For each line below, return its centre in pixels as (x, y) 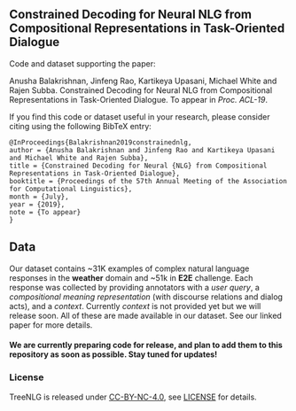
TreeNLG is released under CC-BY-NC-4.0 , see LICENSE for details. (133, 397)
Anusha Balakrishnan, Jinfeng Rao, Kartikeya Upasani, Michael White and (143, 81)
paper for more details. (51, 325)
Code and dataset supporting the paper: (82, 63)
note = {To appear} (45, 212)
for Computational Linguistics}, (71, 189)
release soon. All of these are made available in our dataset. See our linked (145, 315)
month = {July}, (39, 197)
